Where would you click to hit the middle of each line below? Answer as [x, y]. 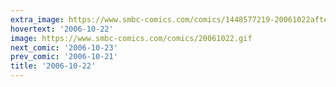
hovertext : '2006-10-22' [62, 29]
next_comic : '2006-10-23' [64, 47]
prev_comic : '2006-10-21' [64, 57]
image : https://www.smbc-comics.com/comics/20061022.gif [131, 38]
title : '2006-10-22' [53, 66]
